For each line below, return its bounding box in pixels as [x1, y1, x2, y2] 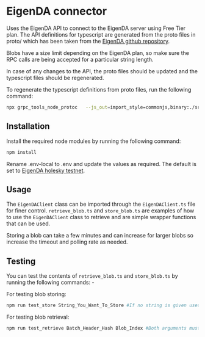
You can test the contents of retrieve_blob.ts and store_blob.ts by [6, 272, 178, 280]
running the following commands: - [6, 279, 95, 286]
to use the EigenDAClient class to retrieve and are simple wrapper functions [6, 214, 196, 221]
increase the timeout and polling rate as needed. [6, 238, 128, 245]
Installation [6, 121, 50, 132]
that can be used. [6, 220, 51, 227]
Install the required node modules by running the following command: [6, 137, 181, 145]
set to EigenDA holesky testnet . [6, 167, 85, 174]
